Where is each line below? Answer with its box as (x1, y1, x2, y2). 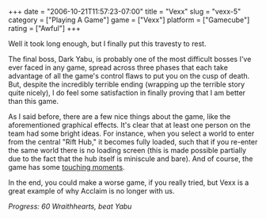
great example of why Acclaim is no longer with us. (8, 186, 176, 195)
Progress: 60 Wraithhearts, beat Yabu (8, 202, 132, 211)
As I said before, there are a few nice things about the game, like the (8, 112, 231, 121)
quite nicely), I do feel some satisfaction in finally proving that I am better (8, 88, 246, 98)
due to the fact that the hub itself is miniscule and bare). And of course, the (8, 154, 253, 163)
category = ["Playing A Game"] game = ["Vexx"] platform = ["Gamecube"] (8, 15, 250, 25)
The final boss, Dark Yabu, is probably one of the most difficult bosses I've (8, 55, 252, 63)
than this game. (8, 97, 59, 106)
